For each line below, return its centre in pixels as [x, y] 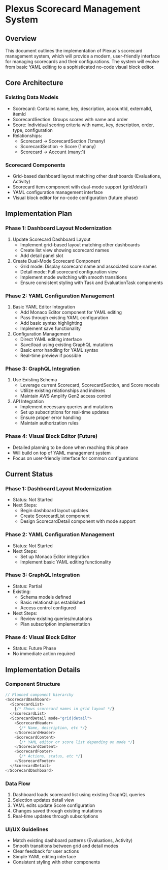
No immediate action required [44, 654]
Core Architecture [34, 83]
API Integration [28, 401]
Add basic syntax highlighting [51, 323]
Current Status [29, 474]
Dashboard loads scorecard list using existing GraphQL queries [79, 794]
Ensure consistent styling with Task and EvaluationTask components [92, 283]
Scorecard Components [35, 165]
